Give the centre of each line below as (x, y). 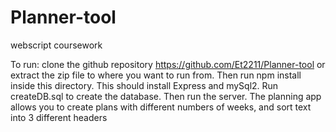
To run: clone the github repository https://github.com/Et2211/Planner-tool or (168, 64)
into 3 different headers (59, 117)
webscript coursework (56, 45)
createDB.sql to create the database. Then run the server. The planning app (166, 96)
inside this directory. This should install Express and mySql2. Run (144, 85)
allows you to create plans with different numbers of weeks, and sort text (161, 107)
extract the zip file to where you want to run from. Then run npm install (156, 75)
